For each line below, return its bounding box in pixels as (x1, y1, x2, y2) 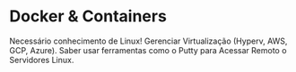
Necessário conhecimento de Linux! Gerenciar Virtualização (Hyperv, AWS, (9, 36, 288, 46)
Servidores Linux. (9, 54, 74, 65)
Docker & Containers (9, 6, 168, 27)
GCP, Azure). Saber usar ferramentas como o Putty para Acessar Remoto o (9, 44, 287, 55)
